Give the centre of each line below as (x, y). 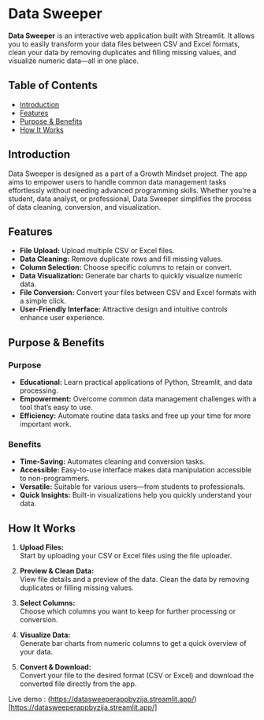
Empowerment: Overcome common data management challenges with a (138, 399)
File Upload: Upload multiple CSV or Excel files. (97, 251)
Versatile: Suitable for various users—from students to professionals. (132, 487)
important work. (46, 424)
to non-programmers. (55, 479)
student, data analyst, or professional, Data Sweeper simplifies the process (130, 199)
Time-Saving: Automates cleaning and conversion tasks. (112, 461)
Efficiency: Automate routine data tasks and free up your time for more (135, 416)
